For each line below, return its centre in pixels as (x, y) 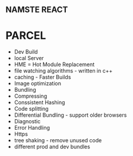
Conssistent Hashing (39, 102)
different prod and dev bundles (52, 147)
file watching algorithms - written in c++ (63, 71)
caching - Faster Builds (42, 77)
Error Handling (32, 128)
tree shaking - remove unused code (58, 141)
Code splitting (31, 109)
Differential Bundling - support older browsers (70, 115)
